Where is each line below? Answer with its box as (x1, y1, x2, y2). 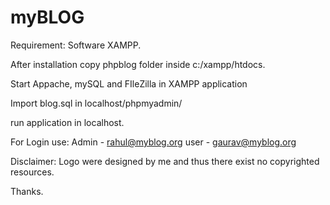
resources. (10, 166, 55, 178)
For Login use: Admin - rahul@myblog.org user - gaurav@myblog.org (10, 136, 297, 148)
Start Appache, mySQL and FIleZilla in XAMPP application (10, 77, 248, 90)
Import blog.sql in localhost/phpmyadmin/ (10, 97, 183, 109)
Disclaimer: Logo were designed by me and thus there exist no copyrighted (10, 155, 320, 167)
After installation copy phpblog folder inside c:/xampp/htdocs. (10, 58, 266, 70)
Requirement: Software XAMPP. (10, 39, 142, 51)
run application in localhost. (10, 116, 125, 128)
